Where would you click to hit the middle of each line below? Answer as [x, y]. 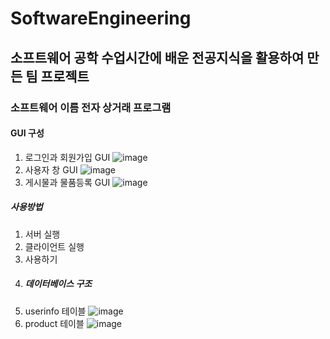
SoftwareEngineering [101, 18]
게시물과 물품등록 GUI [67, 182]
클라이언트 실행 [54, 246]
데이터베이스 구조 [58, 284]
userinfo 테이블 [55, 311]
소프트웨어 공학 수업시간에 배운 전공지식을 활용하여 [157, 57]
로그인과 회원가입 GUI [67, 157]
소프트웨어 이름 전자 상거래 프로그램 [91, 107]
